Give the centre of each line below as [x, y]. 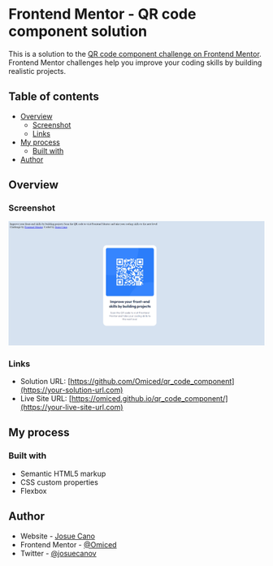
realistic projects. [37, 71]
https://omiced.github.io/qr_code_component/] [150, 399]
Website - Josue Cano [58, 536]
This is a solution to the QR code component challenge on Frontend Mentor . [135, 54]
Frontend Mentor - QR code [102, 14]
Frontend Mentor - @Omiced [68, 544]
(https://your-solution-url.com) [71, 390]
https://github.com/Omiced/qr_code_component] [152, 382]
